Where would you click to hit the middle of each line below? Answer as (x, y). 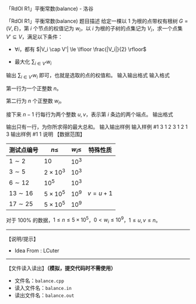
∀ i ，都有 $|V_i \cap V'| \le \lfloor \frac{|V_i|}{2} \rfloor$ (80, 49)
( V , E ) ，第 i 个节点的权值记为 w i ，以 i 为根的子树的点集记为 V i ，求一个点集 (94, 29)
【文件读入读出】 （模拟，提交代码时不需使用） (61, 268)
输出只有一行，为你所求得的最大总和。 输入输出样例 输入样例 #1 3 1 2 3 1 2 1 (97, 127)
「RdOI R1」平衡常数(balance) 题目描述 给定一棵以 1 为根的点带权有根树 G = (97, 21)
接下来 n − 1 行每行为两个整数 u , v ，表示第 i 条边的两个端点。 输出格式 (90, 115)
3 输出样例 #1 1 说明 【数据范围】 (46, 134)
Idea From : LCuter (37, 251)
